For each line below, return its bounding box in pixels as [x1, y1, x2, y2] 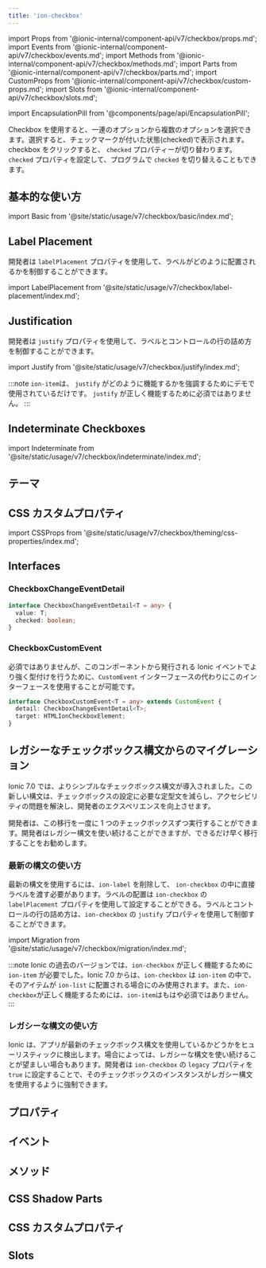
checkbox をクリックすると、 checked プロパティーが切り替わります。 [8, 144, 237, 154]
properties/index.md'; [8, 537, 79, 546]
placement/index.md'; [8, 292, 80, 301]
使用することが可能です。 [56, 682, 140, 691]
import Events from [8, 41, 71, 52]
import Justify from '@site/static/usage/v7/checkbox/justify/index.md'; [8, 362, 241, 372]
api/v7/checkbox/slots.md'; [8, 92, 98, 102]
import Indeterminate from [8, 443, 94, 452]
